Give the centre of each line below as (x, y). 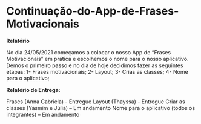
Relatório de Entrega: (33, 90)
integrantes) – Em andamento (43, 114)
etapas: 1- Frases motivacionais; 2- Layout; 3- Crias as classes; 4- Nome (97, 71)
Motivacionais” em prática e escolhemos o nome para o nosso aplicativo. (97, 59)
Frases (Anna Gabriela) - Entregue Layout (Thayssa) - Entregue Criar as (96, 102)
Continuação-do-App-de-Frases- (93, 11)
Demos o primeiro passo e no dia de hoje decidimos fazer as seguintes (95, 65)
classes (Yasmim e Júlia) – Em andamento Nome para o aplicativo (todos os (101, 108)
